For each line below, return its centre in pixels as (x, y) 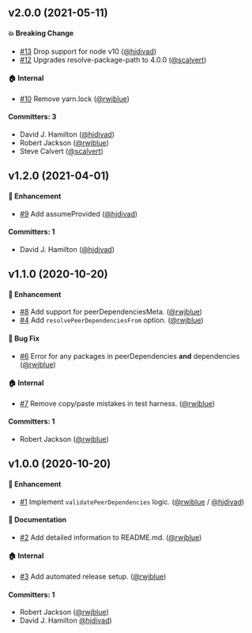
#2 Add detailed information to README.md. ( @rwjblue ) (111, 537)
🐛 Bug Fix (24, 338)
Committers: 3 (32, 117)
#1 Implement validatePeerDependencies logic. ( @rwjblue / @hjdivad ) (132, 502)
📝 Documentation (38, 520)
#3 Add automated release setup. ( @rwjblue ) (93, 576)
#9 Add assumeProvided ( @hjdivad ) (79, 213)
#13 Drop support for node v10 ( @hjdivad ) (88, 51)
